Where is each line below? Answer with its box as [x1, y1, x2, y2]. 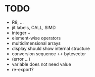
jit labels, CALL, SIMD [11, 24, 56, 30]
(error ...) [11, 56, 31, 62]
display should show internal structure [11, 45, 90, 51]
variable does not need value [11, 61, 71, 67]
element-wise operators [11, 35, 61, 41]
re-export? [11, 66, 34, 72]
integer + [11, 30, 31, 36]
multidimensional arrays [11, 40, 61, 46]
